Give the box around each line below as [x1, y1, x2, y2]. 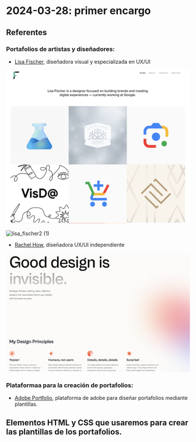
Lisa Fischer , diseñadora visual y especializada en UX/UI [14, 58, 150, 65]
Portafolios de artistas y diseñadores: [6, 45, 115, 53]
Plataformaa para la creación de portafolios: [6, 381, 134, 389]
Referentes [6, 27, 47, 37]
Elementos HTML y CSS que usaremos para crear [6, 417, 188, 427]
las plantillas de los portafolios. [6, 427, 123, 437]
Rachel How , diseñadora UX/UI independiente [14, 241, 125, 248]
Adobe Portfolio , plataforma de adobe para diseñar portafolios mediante [14, 395, 188, 402]
